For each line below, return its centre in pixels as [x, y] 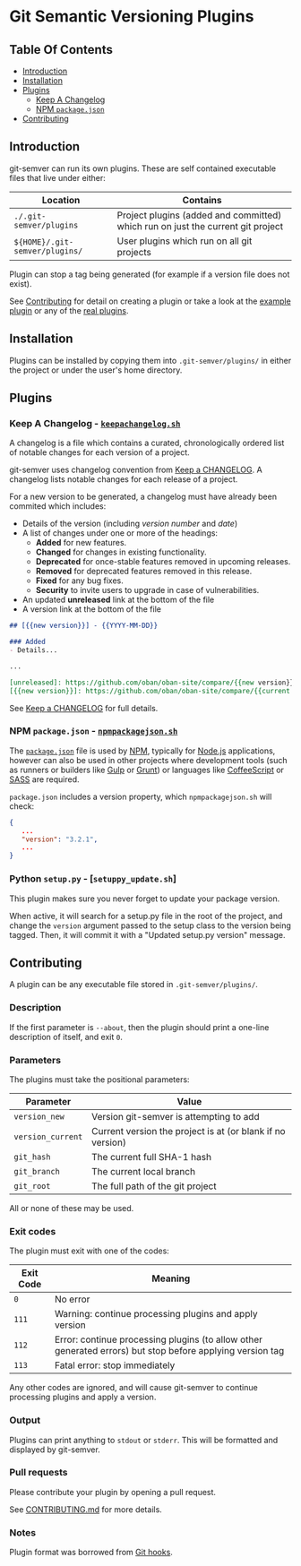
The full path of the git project [154, 1186]
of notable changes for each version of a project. [99, 452]
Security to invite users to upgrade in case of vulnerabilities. [147, 590]
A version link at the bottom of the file [91, 609]
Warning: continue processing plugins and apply [156, 1314]
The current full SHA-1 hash [151, 1157]
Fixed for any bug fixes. [79, 581]
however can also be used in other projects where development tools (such [149, 760]
